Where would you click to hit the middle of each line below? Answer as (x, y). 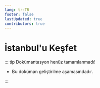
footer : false (19, 14)
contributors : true (25, 24)
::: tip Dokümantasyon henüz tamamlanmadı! (50, 62)
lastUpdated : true (24, 19)
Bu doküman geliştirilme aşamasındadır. (52, 72)
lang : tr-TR (17, 10)
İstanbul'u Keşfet (41, 48)
